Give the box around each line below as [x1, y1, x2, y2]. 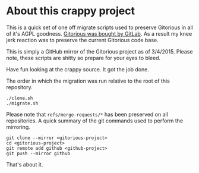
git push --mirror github [6, 150, 70, 156]
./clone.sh [6, 95, 33, 101]
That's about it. [6, 161, 43, 168]
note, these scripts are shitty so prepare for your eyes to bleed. [6, 54, 161, 61]
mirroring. [6, 123, 31, 130]
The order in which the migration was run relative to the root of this [6, 77, 170, 84]
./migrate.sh [6, 100, 39, 106]
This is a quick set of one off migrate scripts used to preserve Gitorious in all [6, 24, 193, 31]
